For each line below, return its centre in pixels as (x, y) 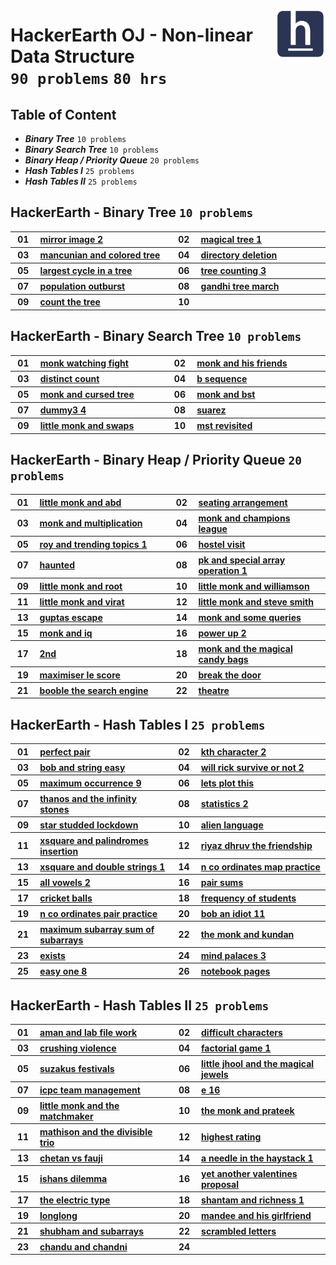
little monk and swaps (87, 426)
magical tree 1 (231, 240)
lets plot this (227, 783)
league (213, 528)
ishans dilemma (73, 1179)
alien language (232, 825)
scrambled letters (239, 1231)
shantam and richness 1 (253, 1200)
